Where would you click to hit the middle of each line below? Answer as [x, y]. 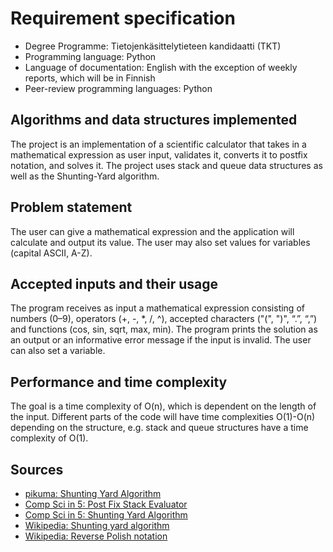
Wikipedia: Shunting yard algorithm [97, 525]
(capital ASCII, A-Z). [51, 253]
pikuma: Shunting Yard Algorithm [93, 493]
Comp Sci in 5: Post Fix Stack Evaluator [106, 504]
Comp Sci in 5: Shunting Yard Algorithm [106, 515]
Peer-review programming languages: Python [118, 88]
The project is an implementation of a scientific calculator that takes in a [158, 144]
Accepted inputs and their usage [114, 283]
